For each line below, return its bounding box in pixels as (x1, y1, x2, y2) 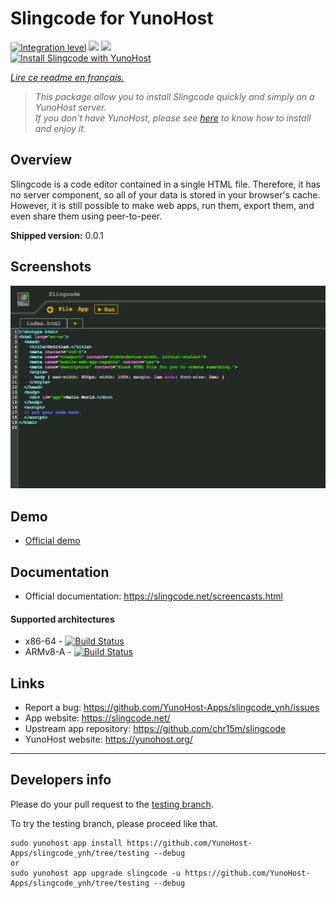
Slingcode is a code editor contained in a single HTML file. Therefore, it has (10, 178, 321, 190)
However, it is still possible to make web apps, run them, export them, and (10, 199, 315, 211)
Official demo (24, 535, 81, 547)
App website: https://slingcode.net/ (24, 712, 171, 724)
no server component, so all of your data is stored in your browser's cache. (10, 188, 321, 201)
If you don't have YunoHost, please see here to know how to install (34, 112, 312, 124)
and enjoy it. (34, 122, 87, 134)
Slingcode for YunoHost (10, 7, 214, 30)
